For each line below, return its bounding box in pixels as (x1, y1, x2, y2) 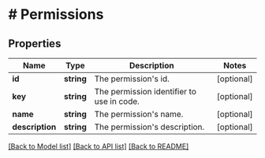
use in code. (94, 96, 140, 107)
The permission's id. (94, 73, 170, 84)
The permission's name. (94, 108, 184, 119)
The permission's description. (94, 122, 205, 132)
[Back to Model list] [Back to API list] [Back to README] (8, 141, 189, 151)
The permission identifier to (94, 86, 197, 97)
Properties (8, 37, 62, 50)
